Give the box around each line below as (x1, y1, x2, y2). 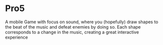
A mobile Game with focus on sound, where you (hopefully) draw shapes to (5, 19, 159, 25)
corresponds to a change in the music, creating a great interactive (5, 29, 139, 35)
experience (5, 34, 28, 40)
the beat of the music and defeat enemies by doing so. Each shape (5, 24, 141, 30)
